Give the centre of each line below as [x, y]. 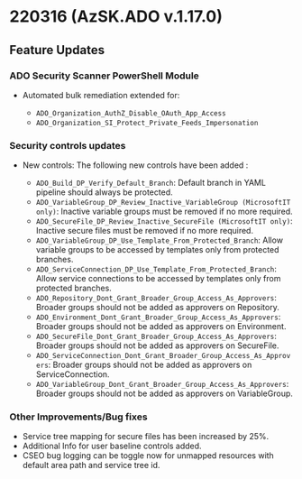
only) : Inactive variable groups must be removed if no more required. [164, 212]
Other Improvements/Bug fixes [78, 417]
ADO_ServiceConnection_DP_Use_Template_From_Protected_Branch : [156, 269]
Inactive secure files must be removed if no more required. [145, 231]
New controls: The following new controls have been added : [135, 165]
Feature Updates [57, 50]
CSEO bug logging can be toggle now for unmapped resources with [148, 456]
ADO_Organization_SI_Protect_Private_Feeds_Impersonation [147, 123]
